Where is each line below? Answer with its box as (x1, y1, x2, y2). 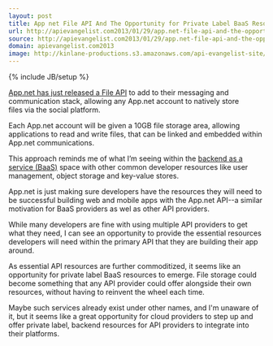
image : (8, 50, 31, 58)
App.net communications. (8, 138, 95, 147)
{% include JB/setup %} (8, 72, 89, 81)
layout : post (8, 11, 53, 20)
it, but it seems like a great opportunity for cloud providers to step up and (8, 312, 253, 321)
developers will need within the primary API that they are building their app (8, 237, 258, 246)
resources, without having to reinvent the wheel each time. (8, 288, 205, 296)
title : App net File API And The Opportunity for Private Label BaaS (8, 19, 249, 28)
